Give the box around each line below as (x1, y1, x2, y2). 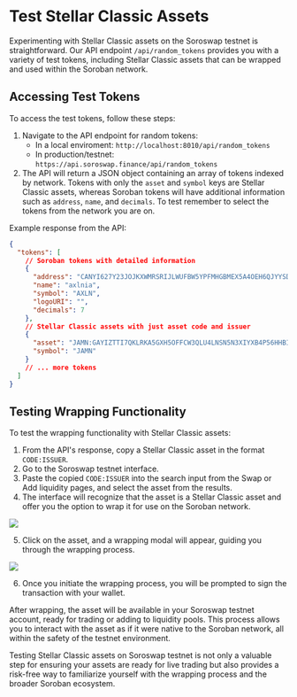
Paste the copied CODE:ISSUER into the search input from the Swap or (21, 473, 272, 484)
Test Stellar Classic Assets (9, 6, 209, 27)
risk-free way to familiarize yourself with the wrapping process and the (9, 669, 268, 679)
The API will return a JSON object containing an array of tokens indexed (21, 167, 285, 178)
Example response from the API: (9, 222, 126, 233)
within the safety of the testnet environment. (9, 633, 171, 644)
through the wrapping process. (21, 545, 135, 555)
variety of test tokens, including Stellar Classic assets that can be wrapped (9, 54, 281, 65)
